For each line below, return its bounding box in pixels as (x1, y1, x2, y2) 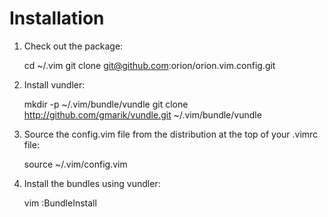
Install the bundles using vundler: (23, 177, 161, 189)
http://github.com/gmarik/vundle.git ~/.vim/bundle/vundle (23, 108, 262, 121)
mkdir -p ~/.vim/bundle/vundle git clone (23, 98, 189, 110)
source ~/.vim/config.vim (23, 158, 128, 170)
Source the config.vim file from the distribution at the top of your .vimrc (23, 128, 319, 140)
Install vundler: (23, 78, 86, 91)
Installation (9, 7, 105, 30)
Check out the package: (23, 40, 124, 52)
